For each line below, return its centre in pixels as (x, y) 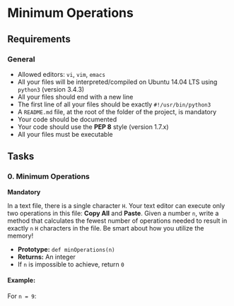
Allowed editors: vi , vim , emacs (62, 74)
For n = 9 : (22, 296)
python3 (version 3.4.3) (51, 89)
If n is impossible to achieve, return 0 (71, 264)
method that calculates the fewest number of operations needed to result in (117, 221)
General (21, 59)
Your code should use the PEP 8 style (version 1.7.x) (93, 127)
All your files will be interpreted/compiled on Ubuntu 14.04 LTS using (117, 82)
